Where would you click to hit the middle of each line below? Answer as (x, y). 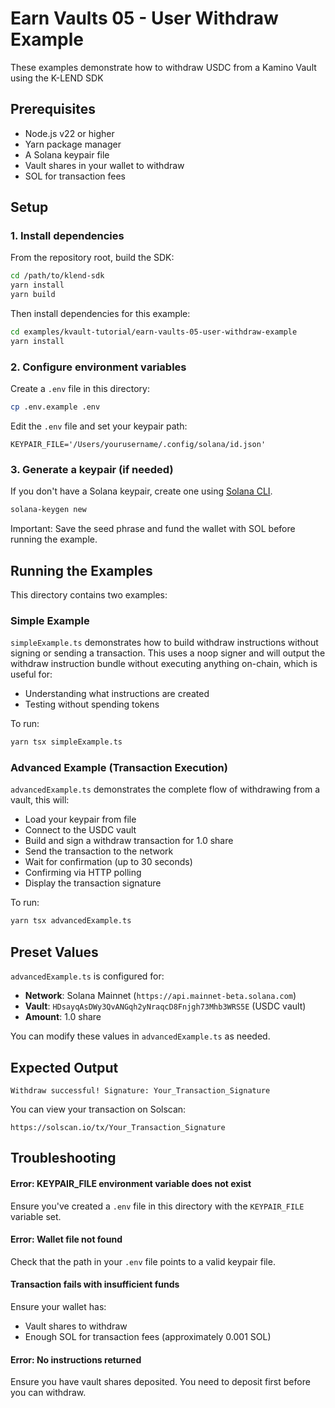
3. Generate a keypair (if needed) (92, 469)
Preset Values (54, 952)
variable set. (36, 1216)
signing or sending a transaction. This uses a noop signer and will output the (168, 653)
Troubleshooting (63, 1158)
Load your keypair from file (80, 819)
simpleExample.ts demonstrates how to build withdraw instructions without (164, 643)
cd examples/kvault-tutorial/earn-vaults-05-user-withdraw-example (154, 332)
